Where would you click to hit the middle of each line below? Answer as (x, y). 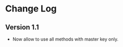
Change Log (31, 9)
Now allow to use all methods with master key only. (66, 39)
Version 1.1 (22, 27)
